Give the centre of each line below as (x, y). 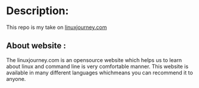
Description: (38, 11)
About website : (36, 46)
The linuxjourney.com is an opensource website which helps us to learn (94, 60)
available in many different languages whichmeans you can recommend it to (100, 73)
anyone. (16, 79)
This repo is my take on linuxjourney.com (57, 27)
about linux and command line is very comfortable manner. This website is (97, 66)
